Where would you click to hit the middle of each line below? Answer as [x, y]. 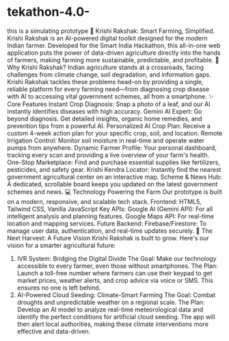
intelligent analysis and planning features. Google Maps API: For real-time [110, 216]
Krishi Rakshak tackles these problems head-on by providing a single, [105, 81]
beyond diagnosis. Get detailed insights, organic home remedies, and [105, 118]
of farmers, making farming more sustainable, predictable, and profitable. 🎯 [113, 60]
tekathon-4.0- [49, 12]
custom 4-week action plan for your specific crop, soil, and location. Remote [115, 133]
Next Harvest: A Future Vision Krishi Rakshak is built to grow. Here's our [108, 238]
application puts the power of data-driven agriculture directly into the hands [114, 53]
